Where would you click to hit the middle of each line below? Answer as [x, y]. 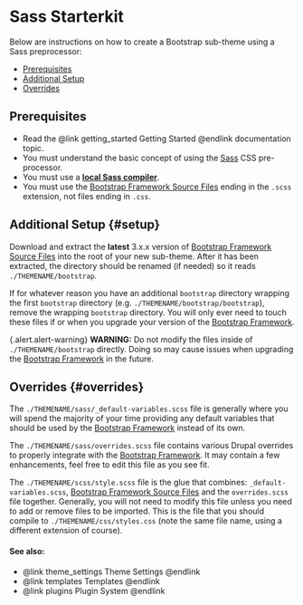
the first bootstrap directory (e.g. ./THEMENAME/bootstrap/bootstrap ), [137, 302]
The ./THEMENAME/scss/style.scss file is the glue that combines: [128, 483]
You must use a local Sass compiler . [91, 177]
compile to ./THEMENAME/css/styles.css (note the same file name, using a [146, 521]
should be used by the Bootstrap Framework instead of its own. [128, 428]
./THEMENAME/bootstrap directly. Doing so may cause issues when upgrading [151, 349]
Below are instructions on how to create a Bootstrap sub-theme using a [142, 42]
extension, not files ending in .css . [86, 196]
